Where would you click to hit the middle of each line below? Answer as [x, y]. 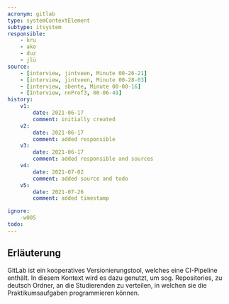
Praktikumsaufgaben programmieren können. [73, 293]
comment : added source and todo [81, 179]
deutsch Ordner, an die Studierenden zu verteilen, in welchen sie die [107, 285]
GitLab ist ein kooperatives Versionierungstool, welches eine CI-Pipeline [112, 270]
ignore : [19, 211]
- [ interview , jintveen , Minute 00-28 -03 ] [84, 80]
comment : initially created [74, 119]
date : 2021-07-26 [58, 192]
